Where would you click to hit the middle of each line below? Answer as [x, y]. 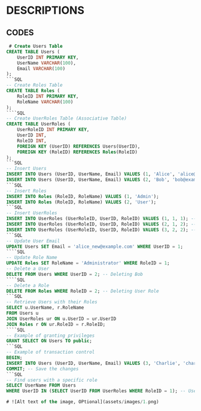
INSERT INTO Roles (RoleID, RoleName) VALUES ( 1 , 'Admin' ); [83, 196]
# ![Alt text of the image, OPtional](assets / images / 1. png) [83, 402]
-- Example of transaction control [51, 352]
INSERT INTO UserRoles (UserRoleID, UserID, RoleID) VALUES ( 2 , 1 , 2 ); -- [101, 224]
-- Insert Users [26, 169]
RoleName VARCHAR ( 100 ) [45, 102]
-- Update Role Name [32, 258]
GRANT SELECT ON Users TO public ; [49, 341]
